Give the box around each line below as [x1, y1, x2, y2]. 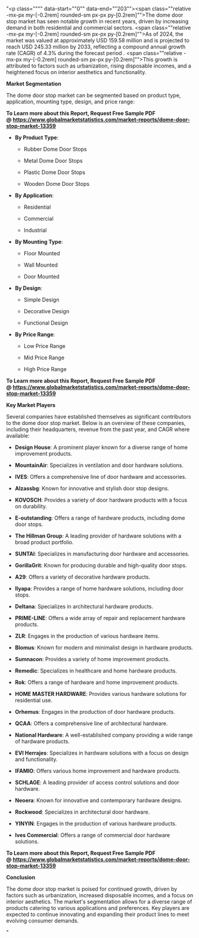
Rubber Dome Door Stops [23, 146, 88, 152]
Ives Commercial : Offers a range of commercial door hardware [14, 832, 170, 839]
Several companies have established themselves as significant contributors [6, 413, 192, 420]
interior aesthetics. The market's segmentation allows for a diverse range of [6, 898, 192, 905]
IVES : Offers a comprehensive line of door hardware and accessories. [14, 473, 186, 480]
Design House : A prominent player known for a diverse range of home [14, 444, 188, 451]
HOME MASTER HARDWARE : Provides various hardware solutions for [14, 690, 187, 697]
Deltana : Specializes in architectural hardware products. [14, 603, 154, 610]
